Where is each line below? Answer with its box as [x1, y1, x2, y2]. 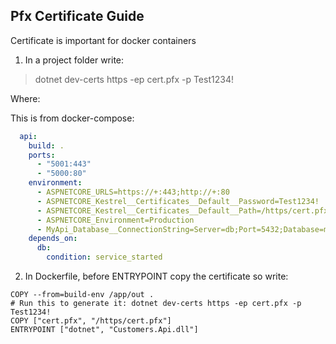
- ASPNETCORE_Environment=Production [36, 215, 195, 225]
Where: [10, 92, 41, 104]
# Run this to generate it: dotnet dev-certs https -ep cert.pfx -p [10, 299, 302, 309]
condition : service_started [46, 252, 163, 263]
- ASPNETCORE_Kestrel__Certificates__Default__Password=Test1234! [36, 196, 320, 206]
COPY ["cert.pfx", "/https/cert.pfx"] [10, 316, 172, 326]
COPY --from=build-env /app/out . [10, 290, 155, 300]
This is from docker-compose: [10, 112, 135, 124]
